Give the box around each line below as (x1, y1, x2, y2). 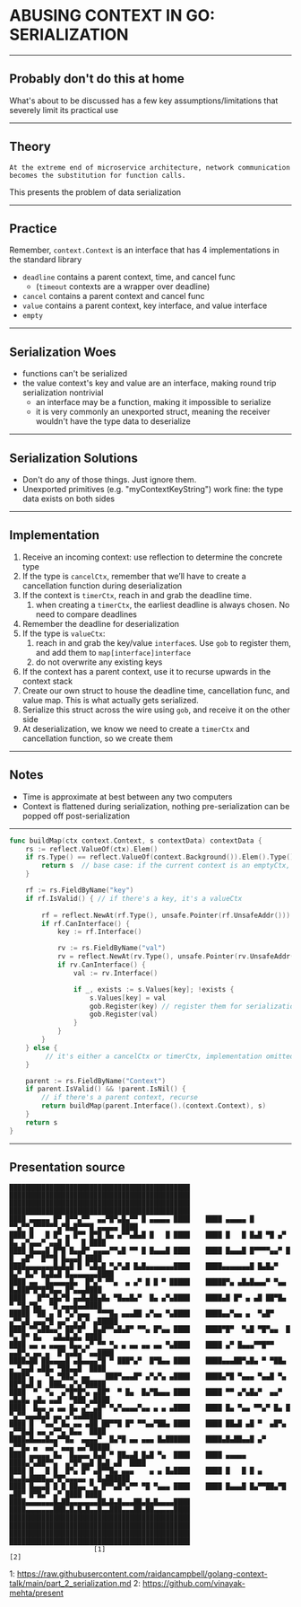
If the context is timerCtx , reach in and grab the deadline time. (21, 589, 253, 600)
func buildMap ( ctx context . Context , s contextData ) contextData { (9, 836, 262, 845)
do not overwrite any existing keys (35, 657, 163, 667)
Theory (9, 139, 52, 155)
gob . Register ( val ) (89, 1010, 159, 1020)
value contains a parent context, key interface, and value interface (21, 300, 268, 311)
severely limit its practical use (9, 104, 119, 115)
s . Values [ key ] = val (89, 993, 167, 1002)
